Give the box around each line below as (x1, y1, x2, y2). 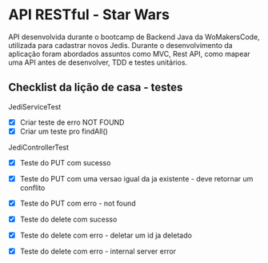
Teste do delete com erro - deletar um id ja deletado (19, 230, 192, 241)
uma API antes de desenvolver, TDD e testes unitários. (8, 58, 188, 67)
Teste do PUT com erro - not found (19, 198, 136, 208)
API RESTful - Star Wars (8, 6, 170, 24)
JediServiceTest (8, 102, 62, 111)
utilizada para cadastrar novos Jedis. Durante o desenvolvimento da (8, 40, 234, 50)
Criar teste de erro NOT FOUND (19, 118, 125, 127)
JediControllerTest (8, 142, 70, 152)
